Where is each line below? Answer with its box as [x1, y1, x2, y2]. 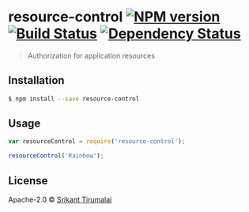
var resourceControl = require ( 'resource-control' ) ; [8, 138, 186, 146]
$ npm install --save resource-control [8, 95, 140, 103]
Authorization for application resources [27, 51, 156, 60]
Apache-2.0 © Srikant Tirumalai [8, 195, 112, 204]
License [8, 174, 48, 187]
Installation [8, 74, 65, 87]
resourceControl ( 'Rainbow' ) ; [8, 152, 104, 160]
